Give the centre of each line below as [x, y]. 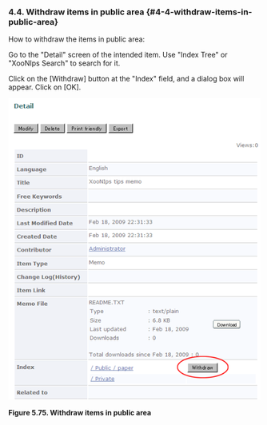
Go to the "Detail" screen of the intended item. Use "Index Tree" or [118, 55]
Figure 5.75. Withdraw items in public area [80, 413]
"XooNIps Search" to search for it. [64, 63]
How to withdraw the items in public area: [77, 39]
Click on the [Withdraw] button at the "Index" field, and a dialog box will [126, 79]
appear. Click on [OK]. [45, 87]
